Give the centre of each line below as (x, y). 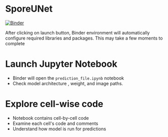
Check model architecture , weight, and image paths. (68, 83)
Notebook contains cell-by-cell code (51, 118)
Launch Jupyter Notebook (61, 64)
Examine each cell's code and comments (55, 123)
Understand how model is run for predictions (59, 129)
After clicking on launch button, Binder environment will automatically (78, 32)
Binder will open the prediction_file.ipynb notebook (68, 78)
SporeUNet (29, 9)
